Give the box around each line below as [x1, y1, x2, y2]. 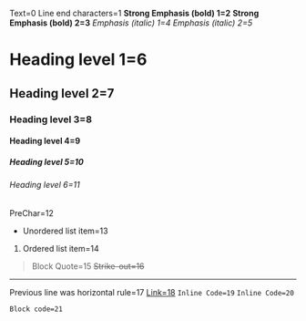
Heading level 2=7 [9, 86, 115, 101]
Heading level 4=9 [9, 136, 81, 147]
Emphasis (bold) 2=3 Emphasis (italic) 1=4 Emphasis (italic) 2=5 [9, 17, 253, 28]
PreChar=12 [9, 207, 55, 218]
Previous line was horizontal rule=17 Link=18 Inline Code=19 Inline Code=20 [9, 286, 294, 297]
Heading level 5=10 [9, 156, 85, 167]
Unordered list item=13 [22, 225, 108, 236]
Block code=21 [9, 305, 64, 314]
